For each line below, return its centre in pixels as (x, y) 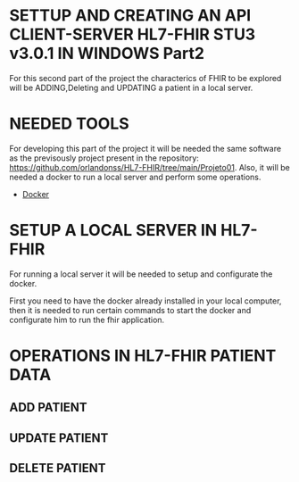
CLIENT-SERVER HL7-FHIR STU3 (133, 34)
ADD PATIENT (48, 407)
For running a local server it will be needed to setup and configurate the (141, 274)
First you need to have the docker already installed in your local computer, (145, 301)
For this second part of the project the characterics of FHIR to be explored (145, 78)
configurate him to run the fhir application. (87, 320)
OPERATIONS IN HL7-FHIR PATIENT (143, 356)
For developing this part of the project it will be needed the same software (145, 148)
